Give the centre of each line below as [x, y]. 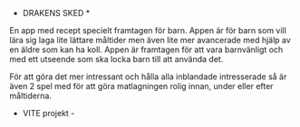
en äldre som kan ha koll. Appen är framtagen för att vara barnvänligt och [146, 50]
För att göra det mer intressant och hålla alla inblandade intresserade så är [148, 77]
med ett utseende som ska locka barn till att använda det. [116, 59]
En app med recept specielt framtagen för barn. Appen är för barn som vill [148, 30]
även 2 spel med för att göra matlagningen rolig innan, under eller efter [141, 86]
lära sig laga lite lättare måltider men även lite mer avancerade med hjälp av [150, 40]
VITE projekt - [48, 113]
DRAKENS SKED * [56, 13]
